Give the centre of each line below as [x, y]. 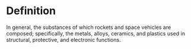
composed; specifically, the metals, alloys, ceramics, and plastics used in [96, 33]
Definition [31, 11]
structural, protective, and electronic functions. [63, 40]
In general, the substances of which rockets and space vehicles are [89, 27]
